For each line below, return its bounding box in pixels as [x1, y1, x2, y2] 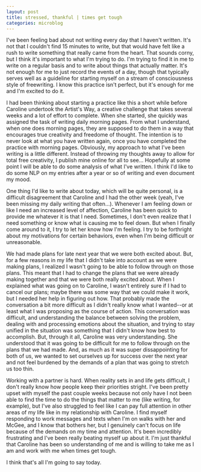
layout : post [6, 8, 39, 15]
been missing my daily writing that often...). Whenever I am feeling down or [6, 200, 193, 207]
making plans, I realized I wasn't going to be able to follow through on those [6, 263, 194, 271]
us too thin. [6, 365, 34, 373]
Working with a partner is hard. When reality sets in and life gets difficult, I [6, 377, 190, 384]
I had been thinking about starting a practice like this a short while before [6, 99, 188, 106]
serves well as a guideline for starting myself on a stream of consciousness [6, 75, 193, 82]
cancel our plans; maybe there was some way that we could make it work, [6, 289, 190, 296]
